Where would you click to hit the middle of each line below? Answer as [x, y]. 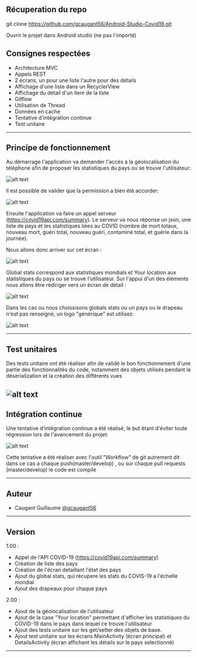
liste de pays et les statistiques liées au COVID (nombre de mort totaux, [92, 226]
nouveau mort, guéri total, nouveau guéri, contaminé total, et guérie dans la [97, 232]
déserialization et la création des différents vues [64, 376]
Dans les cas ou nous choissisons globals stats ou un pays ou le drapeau [94, 308]
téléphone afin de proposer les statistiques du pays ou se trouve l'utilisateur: [98, 168]
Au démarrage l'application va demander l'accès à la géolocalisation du [92, 162]
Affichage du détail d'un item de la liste [62, 93]
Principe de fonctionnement [58, 148]
